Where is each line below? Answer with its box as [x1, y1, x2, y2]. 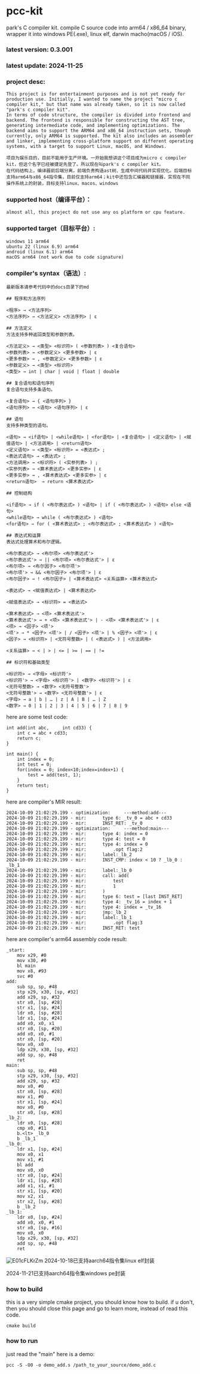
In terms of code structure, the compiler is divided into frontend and [6, 112, 191, 118]
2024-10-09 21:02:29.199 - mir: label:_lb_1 [6, 914, 133, 920]
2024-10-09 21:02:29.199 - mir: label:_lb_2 [6, 851, 133, 857]
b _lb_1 [17, 1136, 36, 1142]
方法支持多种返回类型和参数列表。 [6, 331, 78, 338]
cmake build [6, 1323, 36, 1329]
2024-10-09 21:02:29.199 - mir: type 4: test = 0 [6, 836, 146, 842]
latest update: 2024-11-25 [6, 61, 84, 69]
